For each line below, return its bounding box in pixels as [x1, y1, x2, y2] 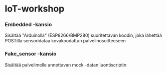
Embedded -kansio [5, 21, 52, 28]
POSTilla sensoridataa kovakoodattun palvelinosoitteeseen [5, 38, 126, 44]
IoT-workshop [5, 3, 65, 15]
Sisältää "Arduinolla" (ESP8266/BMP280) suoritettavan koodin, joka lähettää [5, 32, 162, 38]
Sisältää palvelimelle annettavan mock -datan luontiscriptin [5, 61, 126, 68]
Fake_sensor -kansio [5, 50, 57, 57]
